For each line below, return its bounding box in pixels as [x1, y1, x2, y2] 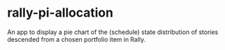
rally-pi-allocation [7, 5, 113, 21]
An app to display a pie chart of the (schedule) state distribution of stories [7, 28, 219, 36]
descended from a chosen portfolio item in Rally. [7, 35, 146, 43]
